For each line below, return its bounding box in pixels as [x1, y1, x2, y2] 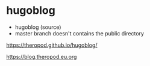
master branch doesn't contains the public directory [14, 29, 145, 37]
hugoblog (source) [14, 23, 61, 31]
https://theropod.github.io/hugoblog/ [6, 41, 98, 49]
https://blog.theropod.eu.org [6, 53, 77, 60]
